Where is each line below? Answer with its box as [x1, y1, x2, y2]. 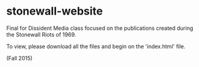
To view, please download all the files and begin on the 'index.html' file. [6, 43, 186, 50]
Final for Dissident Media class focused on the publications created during [6, 24, 194, 32]
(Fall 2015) [6, 54, 33, 62]
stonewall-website [6, 4, 103, 18]
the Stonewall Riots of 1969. [6, 30, 76, 38]
